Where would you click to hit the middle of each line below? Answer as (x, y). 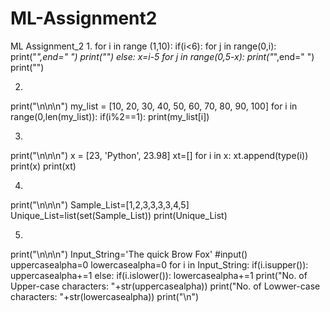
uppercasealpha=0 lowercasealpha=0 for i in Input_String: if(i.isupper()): (159, 264)
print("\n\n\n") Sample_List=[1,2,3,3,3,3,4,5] (100, 204)
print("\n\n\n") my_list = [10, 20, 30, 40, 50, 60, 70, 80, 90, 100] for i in (154, 106)
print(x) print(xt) (43, 166)
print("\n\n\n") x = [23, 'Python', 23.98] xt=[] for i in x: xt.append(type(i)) (159, 155)
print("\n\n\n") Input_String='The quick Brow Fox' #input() (129, 254)
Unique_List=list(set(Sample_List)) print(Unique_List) (119, 215)
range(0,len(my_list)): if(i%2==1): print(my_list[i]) (110, 116)
